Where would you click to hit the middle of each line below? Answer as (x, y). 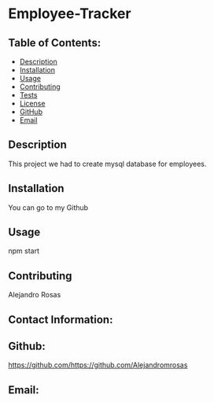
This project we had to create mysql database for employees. (107, 164)
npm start (24, 251)
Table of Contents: (55, 43)
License (32, 103)
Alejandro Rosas (35, 295)
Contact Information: (61, 319)
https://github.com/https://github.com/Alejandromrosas (98, 365)
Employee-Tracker (70, 14)
